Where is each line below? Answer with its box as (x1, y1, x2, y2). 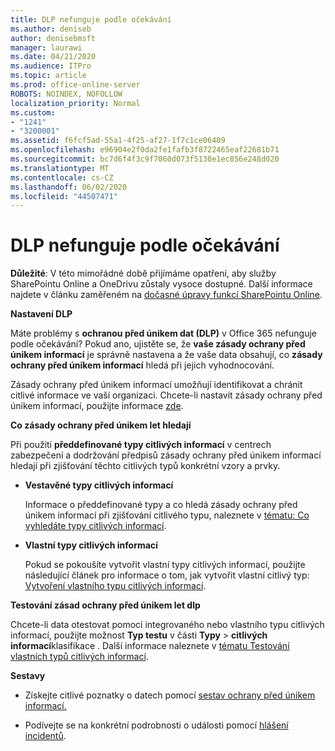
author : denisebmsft (10, 33, 97, 43)
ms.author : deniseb (10, 24, 92, 34)
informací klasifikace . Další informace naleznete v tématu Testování (10, 640, 290, 652)
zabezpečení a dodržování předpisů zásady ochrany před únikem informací (10, 449, 322, 461)
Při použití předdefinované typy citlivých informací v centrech (10, 439, 272, 451)
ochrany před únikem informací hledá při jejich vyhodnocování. (10, 359, 275, 371)
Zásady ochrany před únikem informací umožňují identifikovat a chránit (10, 379, 303, 391)
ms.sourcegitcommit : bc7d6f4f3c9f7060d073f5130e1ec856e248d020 (10, 154, 280, 164)
